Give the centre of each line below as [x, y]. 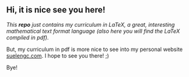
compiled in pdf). [28, 37]
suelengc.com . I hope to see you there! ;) [58, 55]
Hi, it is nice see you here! [56, 10]
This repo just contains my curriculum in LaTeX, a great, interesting [91, 24]
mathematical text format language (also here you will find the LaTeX [93, 31]
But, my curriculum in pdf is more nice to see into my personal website [95, 49]
